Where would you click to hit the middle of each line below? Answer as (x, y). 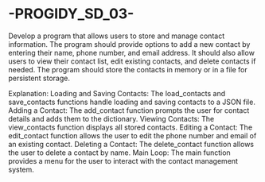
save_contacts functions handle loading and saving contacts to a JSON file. (132, 102)
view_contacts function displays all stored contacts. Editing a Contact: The (131, 127)
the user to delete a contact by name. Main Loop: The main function (119, 153)
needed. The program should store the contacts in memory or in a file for (128, 69)
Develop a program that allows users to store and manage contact (117, 36)
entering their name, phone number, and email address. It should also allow (131, 52)
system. (21, 169)
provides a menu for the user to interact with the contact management (123, 161)
